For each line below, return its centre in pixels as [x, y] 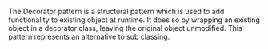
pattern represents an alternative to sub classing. [89, 36]
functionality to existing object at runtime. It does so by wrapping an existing [134, 20]
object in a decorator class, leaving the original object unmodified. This [125, 28]
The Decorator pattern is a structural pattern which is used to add [116, 11]
